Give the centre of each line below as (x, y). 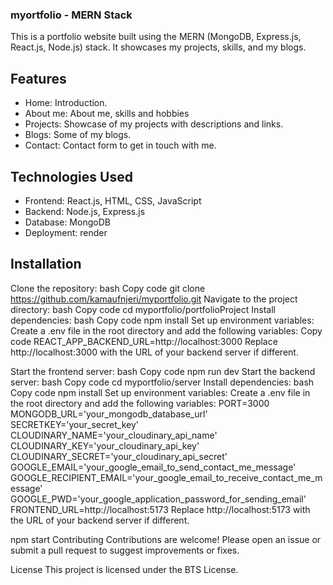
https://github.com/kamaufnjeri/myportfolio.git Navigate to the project (154, 299)
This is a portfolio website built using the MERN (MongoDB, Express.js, (156, 37)
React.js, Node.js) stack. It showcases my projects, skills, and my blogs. (158, 47)
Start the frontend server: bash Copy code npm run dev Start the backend (163, 371)
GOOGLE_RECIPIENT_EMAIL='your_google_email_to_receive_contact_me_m (166, 477)
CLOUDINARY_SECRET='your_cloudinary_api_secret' (119, 456)
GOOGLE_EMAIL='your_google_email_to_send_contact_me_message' (153, 467)
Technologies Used (71, 176)
